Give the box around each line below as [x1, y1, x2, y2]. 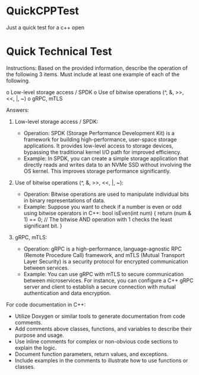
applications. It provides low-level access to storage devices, [23, 142, 173, 149]
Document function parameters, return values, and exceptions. [14, 350, 169, 358]
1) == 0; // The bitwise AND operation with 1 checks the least [23, 215, 172, 223]
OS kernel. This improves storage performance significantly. [23, 167, 171, 174]
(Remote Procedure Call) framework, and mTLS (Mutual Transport [23, 251, 185, 258]
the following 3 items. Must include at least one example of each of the [6, 70, 180, 78]
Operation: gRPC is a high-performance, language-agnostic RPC [23, 245, 182, 252]
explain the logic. [14, 344, 57, 351]
